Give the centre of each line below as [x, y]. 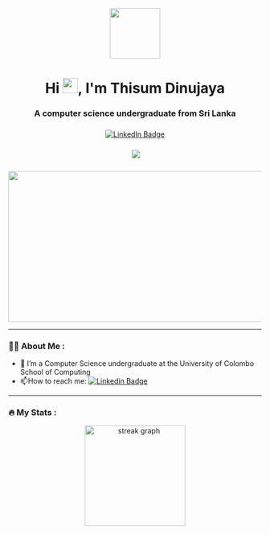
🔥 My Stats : [33, 413]
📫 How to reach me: [53, 381]
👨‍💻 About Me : [37, 346]
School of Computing [55, 372]
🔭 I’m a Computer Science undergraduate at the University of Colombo [137, 364]
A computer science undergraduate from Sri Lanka [135, 113]
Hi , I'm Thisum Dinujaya [135, 88]
